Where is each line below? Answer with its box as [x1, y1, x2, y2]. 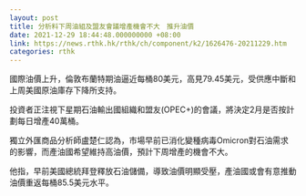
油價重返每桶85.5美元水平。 [9, 177, 114, 188]
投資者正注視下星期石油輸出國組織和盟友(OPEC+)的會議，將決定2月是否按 [9, 104, 287, 115]
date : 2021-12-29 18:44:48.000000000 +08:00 [9, 30, 181, 39]
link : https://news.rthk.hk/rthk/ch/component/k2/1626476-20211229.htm [9, 38, 287, 48]
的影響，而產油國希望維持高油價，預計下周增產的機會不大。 [9, 147, 233, 158]
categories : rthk [9, 47, 76, 57]
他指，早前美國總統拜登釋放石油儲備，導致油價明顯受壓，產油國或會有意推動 [9, 166, 297, 177]
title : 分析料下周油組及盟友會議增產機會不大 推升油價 [9, 22, 194, 31]
